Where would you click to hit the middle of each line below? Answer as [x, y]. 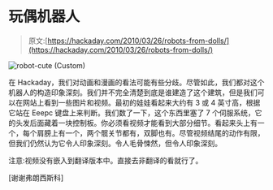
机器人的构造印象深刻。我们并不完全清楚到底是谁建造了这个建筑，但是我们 [133, 92]
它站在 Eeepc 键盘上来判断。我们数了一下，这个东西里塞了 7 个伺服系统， [132, 112]
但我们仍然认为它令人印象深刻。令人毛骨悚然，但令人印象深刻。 [115, 143]
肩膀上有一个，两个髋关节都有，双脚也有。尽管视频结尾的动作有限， [150, 133]
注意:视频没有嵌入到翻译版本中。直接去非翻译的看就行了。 [106, 160]
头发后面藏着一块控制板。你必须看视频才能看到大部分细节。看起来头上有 [136, 123]
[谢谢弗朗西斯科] [36, 177]
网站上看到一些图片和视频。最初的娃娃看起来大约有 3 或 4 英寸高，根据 [141, 102]
